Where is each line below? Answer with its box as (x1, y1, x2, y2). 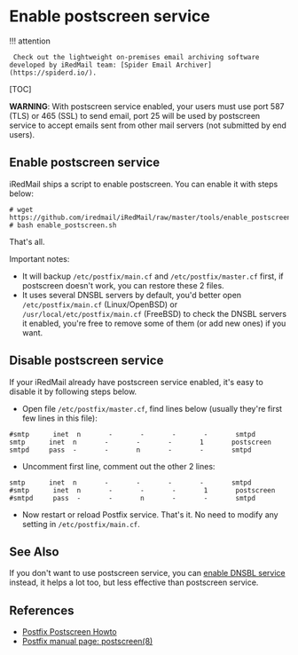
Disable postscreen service (9, 353, 164, 368)
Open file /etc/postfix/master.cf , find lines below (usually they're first (21, 403, 282, 414)
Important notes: (9, 253, 70, 264)
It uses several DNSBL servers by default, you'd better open (21, 289, 242, 300)
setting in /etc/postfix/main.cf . (21, 518, 140, 529)
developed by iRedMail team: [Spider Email (9, 60, 173, 69)
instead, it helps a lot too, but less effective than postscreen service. (9, 577, 259, 588)
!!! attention (9, 36, 51, 46)
